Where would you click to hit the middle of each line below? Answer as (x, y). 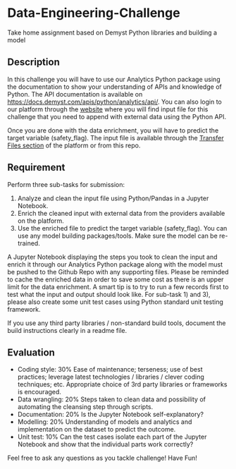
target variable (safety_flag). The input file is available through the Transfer (116, 138)
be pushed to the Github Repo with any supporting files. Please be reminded (118, 272)
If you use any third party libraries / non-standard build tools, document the (117, 323)
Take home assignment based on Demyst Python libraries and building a (112, 32)
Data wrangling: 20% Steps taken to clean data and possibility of (112, 399)
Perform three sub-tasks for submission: (66, 184)
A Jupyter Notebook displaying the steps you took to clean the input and (112, 257)
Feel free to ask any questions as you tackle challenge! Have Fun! (102, 458)
